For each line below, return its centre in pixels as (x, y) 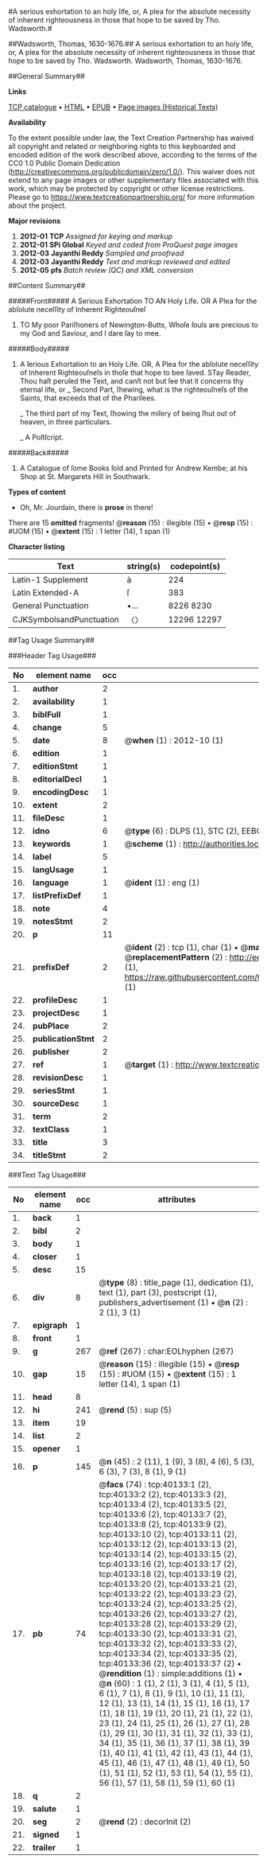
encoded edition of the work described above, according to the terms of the (133, 155)
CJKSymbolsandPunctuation (66, 620)
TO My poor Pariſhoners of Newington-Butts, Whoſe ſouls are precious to (139, 325)
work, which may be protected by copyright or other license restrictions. (126, 189)
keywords (52, 844)
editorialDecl (57, 779)
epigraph (50, 1325)
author (46, 689)
